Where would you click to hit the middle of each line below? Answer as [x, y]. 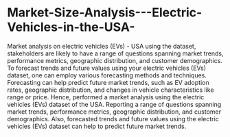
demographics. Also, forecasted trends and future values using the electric [113, 119]
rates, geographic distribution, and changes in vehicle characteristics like [111, 90]
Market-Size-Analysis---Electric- [105, 13]
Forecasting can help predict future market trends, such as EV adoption [108, 82]
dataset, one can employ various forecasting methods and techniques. [107, 75]
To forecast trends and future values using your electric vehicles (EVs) [107, 68]
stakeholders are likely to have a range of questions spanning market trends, [115, 53]
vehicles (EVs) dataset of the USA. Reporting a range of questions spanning [114, 104]
